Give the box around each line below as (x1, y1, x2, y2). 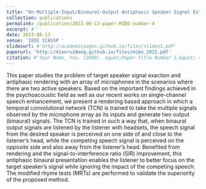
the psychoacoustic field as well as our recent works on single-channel (6, 91, 186, 98)
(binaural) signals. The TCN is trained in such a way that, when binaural (6, 117, 187, 125)
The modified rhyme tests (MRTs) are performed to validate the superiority (6, 169, 195, 177)
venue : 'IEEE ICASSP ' (6, 37, 64, 44)
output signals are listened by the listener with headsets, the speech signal (6, 123, 195, 131)
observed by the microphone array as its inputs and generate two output (6, 110, 190, 118)
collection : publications (6, 15, 72, 21)
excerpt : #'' (6, 26, 40, 33)
